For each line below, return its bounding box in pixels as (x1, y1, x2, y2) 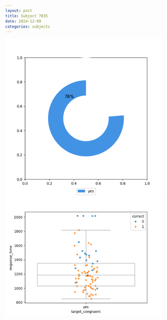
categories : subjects (5, 24, 50, 29)
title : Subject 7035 (5, 13, 48, 19)
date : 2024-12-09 (5, 19, 41, 24)
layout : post (5, 8, 32, 13)
